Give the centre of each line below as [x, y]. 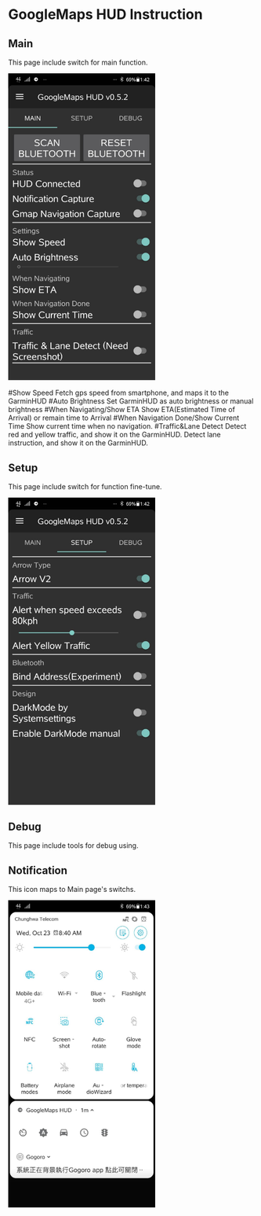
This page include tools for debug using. [73, 846]
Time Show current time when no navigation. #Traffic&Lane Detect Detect [127, 426]
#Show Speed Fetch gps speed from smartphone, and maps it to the [119, 393]
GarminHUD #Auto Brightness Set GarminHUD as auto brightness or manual [131, 401]
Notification [38, 870]
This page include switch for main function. [78, 62]
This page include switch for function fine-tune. [85, 487]
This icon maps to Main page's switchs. [72, 890]
